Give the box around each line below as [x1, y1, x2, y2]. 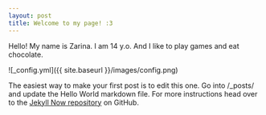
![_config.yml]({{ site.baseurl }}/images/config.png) [8, 65, 178, 74]
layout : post [8, 11, 52, 20]
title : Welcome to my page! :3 [8, 19, 113, 27]
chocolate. [8, 50, 43, 59]
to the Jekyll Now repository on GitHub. [8, 97, 139, 107]
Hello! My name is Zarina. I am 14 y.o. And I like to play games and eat [8, 41, 239, 50]
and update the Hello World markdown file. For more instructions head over [8, 89, 258, 98]
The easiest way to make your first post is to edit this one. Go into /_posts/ [8, 81, 255, 90]
